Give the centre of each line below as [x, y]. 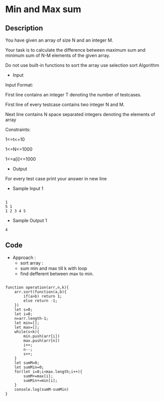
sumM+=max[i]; [38, 376]
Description [24, 28]
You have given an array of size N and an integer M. [59, 40]
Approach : [24, 258]
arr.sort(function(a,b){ [40, 292]
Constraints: [18, 130]
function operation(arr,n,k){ [37, 287]
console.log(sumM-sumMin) [42, 389]
